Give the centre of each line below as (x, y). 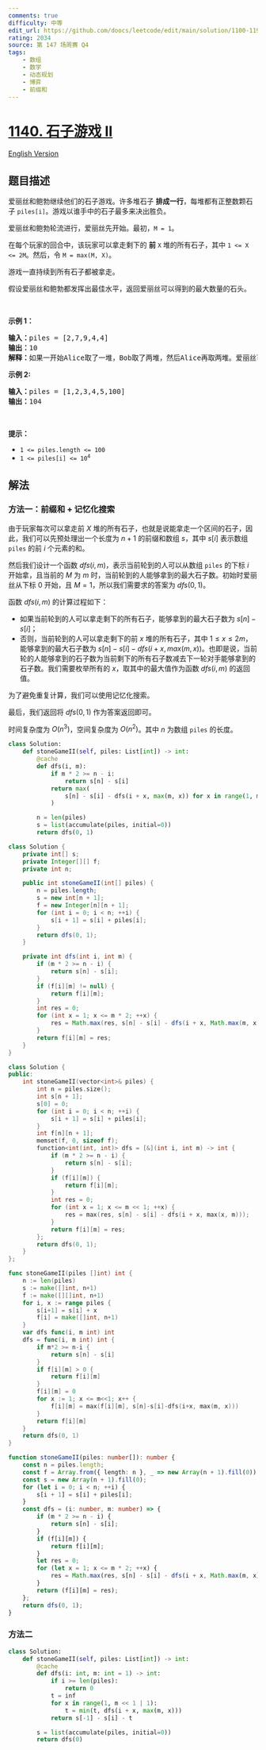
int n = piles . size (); (74, 1089)
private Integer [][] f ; (62, 861)
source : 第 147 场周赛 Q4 (49, 45)
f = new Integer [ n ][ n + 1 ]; (83, 906)
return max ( (70, 788)
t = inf (63, 1696)
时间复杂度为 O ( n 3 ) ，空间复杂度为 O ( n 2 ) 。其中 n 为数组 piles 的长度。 (123, 728)
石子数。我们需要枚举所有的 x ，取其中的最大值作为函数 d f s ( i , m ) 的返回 (135, 668)
